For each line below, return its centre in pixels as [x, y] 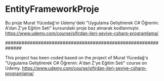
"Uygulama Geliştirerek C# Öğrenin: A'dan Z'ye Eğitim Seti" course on [76, 63]
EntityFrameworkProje [52, 9]
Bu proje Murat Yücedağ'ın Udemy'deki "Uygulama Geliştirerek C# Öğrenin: [82, 23]
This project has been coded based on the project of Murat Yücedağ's [77, 57]
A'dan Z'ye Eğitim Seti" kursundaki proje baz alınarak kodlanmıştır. [72, 28]
